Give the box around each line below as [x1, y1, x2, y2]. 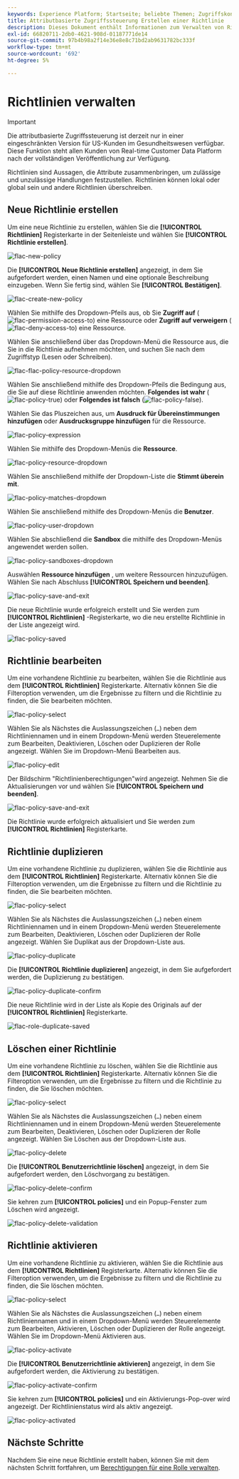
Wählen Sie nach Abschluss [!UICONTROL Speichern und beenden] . [7, 577, 210, 586]
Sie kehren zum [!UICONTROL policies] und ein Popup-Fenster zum [7, 1197, 208, 1206]
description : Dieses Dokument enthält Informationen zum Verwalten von [7, 24, 224, 31]
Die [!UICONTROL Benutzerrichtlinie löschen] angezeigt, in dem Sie [7, 1162, 210, 1171]
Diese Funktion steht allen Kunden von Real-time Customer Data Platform [7, 146, 222, 155]
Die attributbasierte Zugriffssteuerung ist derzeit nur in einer [7, 131, 184, 140]
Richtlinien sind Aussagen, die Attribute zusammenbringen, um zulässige [7, 168, 221, 176]
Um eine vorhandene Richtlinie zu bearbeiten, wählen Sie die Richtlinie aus [7, 674, 226, 682]
